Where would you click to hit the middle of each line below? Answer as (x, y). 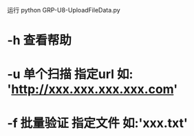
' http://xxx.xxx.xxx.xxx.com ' (93, 90)
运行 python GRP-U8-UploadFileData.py (64, 10)
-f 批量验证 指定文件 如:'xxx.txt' (97, 123)
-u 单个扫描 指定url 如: (70, 75)
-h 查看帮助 (40, 41)
